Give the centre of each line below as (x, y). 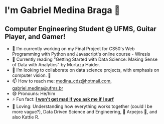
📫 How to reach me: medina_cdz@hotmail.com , (62, 81)
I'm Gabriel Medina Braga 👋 (62, 10)
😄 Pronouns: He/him (34, 93)
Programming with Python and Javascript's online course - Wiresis (81, 54)
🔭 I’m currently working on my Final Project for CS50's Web (73, 49)
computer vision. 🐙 (31, 75)
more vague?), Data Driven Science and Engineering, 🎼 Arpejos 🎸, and (85, 112)
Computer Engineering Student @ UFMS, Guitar (80, 29)
